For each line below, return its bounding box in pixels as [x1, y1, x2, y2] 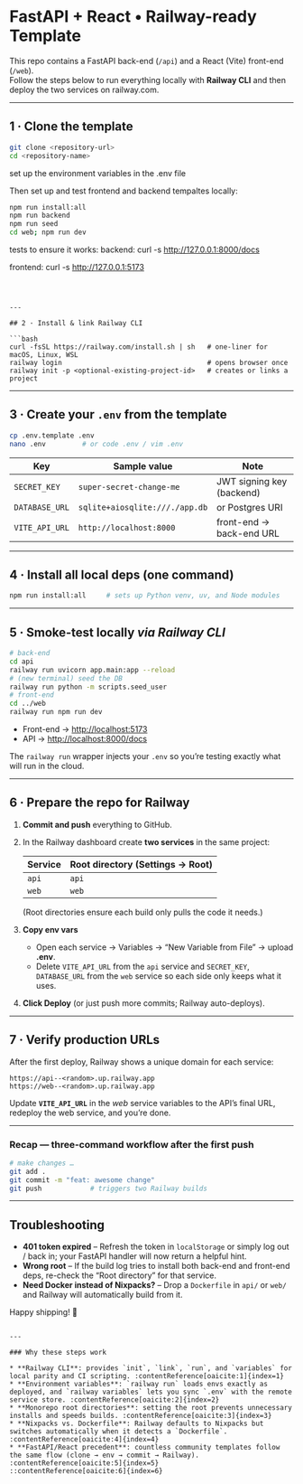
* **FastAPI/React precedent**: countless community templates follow [9, 1443, 280, 1452]
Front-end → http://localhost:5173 [22, 724, 148, 735]
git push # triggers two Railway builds [9, 1184, 207, 1193]
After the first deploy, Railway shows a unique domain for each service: [9, 1056, 274, 1067]
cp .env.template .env [9, 431, 95, 440]
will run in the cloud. [9, 761, 85, 772]
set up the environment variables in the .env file [9, 167, 187, 178]
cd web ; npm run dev [9, 228, 87, 237]
